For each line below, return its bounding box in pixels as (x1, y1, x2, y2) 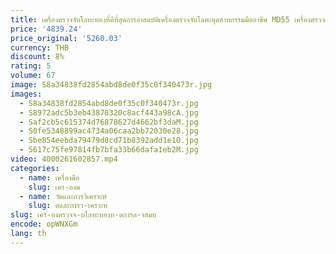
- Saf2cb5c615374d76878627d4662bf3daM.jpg (19, 117, 199, 127)
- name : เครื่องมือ (19, 172, 80, 183)
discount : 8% (10, 52, 65, 62)
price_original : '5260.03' (10, 33, 123, 43)
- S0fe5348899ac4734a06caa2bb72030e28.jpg (19, 126, 199, 136)
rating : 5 (10, 61, 52, 71)
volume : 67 (10, 71, 56, 81)
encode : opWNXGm (10, 219, 78, 230)
